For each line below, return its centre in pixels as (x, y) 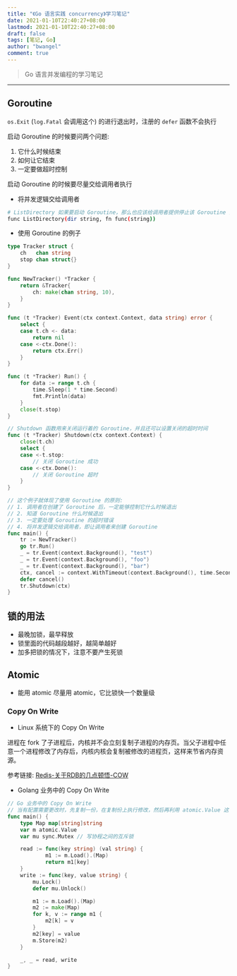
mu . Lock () (47, 882)
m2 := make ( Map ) (56, 908)
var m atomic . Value (49, 830)
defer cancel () (42, 579)
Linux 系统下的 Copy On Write (61, 728)
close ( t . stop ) (41, 409)
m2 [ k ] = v (59, 921)
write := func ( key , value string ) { (74, 875)
